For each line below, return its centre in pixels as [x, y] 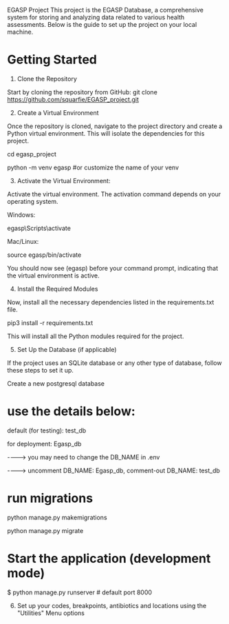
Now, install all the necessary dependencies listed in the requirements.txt [111, 302]
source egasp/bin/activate [44, 255]
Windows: [21, 215]
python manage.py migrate [45, 530]
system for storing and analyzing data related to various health [96, 17]
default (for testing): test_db [47, 430]
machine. [20, 32]
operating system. [33, 201]
